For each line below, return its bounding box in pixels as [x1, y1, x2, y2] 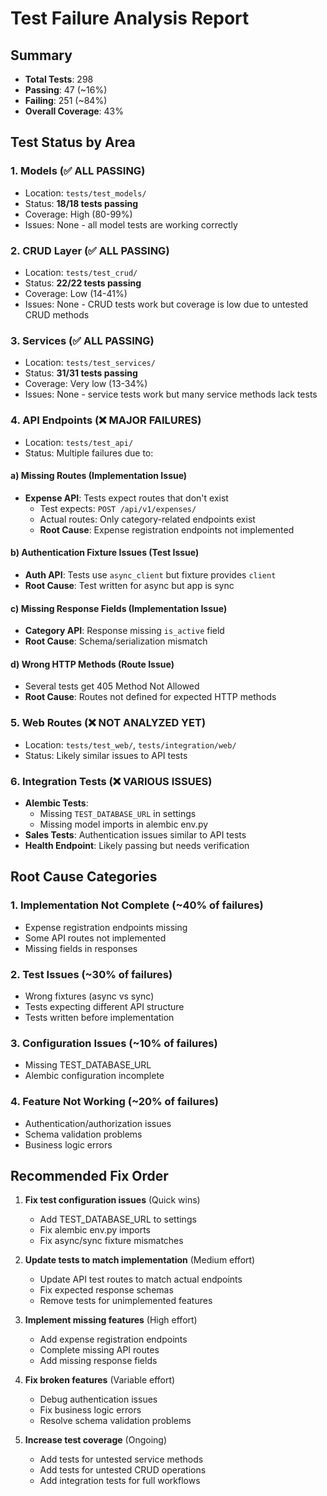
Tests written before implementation [24, 1011, 175, 1023]
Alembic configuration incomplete [24, 1070, 165, 1082]
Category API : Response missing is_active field [24, 625, 225, 637]
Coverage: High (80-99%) [24, 208, 133, 220]
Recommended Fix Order [10, 1167, 169, 1184]
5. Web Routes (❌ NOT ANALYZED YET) [10, 716, 207, 730]
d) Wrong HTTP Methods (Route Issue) [10, 658, 175, 670]
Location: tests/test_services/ [24, 357, 156, 369]
